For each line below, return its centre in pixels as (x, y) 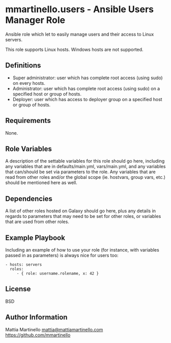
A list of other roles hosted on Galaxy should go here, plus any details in (81, 211)
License (18, 289)
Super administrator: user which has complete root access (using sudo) (88, 78)
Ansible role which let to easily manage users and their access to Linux (80, 34)
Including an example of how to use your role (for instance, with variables (82, 250)
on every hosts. (29, 83)
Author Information (36, 317)
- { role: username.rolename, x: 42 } (58, 273)
